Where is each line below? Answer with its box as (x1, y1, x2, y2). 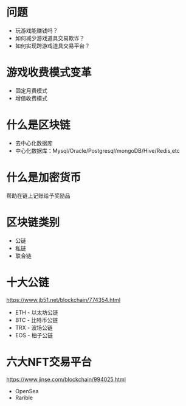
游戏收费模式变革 (6, 66, 92, 80)
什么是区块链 (6, 118, 71, 132)
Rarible (15, 394, 33, 401)
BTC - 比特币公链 (15, 316, 58, 323)
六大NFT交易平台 (6, 355, 92, 369)
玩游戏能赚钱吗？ (15, 27, 58, 34)
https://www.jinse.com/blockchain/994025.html (6, 376, 126, 383)
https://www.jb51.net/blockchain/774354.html (6, 296, 120, 303)
